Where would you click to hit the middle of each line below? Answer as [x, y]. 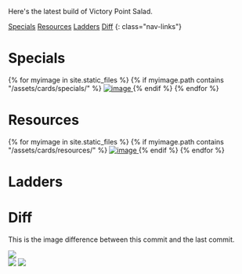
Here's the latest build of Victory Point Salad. [80, 11]
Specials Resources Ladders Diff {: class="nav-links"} [95, 26]
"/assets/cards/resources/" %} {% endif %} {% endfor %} [117, 150]
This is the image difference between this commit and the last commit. [121, 239]
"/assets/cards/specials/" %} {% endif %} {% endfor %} [114, 88]
